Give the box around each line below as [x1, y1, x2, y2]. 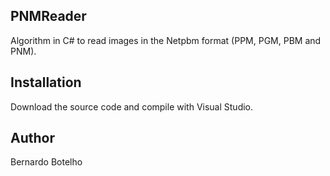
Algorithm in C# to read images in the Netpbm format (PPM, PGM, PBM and [10, 34, 322, 46]
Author [10, 130, 55, 147]
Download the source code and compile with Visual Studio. [10, 100, 254, 113]
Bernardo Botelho [10, 156, 83, 168]
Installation [10, 74, 82, 91]
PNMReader [10, 8, 87, 25]
